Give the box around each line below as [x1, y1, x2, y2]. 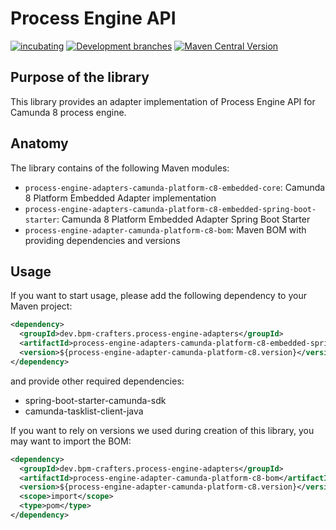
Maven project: [10, 300, 73, 312]
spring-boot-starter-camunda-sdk [24, 394, 167, 406]
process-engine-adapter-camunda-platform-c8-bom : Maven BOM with [24, 223, 307, 236]
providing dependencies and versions [24, 234, 181, 246]
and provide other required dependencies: [10, 375, 185, 387]
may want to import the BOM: [10, 435, 132, 447]
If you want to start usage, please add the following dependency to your [10, 290, 307, 302]
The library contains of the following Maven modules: [10, 162, 230, 174]
